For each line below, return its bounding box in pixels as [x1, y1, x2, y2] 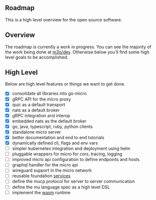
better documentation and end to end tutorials [12, 134, 104, 140]
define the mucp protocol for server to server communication [12, 179, 135, 184]
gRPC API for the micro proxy [12, 96, 71, 102]
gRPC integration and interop [12, 112, 70, 118]
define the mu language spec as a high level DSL [12, 184, 110, 190]
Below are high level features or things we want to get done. [5, 81, 125, 87]
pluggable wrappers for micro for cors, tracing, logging [12, 151, 122, 157]
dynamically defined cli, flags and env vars [12, 140, 98, 145]
